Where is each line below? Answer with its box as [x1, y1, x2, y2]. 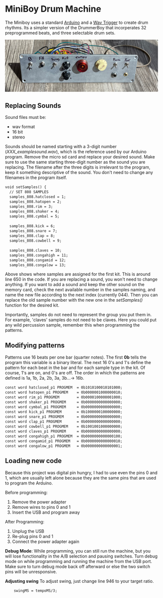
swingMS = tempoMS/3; [14, 588, 57, 593]
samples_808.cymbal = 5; [9, 214, 60, 219]
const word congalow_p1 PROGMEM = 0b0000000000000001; [5, 444, 123, 448]
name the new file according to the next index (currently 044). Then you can [5, 292, 158, 298]
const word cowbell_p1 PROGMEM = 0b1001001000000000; [5, 424, 123, 429]
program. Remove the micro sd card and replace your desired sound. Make [5, 154, 155, 160]
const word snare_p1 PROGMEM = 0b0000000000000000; [5, 414, 123, 419]
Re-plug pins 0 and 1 [12, 533, 53, 539]
